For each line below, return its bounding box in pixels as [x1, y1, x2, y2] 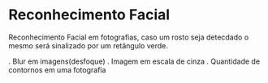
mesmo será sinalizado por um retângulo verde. [8, 40, 169, 50]
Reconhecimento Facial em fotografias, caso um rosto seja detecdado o [8, 32, 249, 42]
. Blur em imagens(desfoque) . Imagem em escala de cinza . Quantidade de [8, 56, 261, 66]
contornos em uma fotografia [8, 64, 106, 74]
